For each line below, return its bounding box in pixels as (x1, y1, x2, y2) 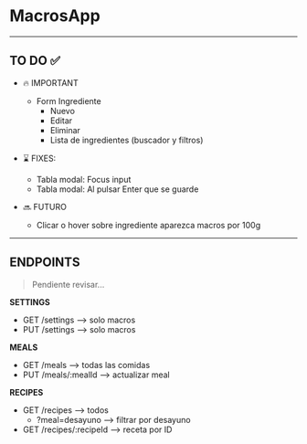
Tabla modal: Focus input (36, 174, 132, 185)
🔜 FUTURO (22, 201, 67, 212)
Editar (49, 115, 73, 126)
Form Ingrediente (36, 95, 102, 106)
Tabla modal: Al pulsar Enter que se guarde (36, 184, 199, 195)
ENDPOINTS (9, 255, 80, 270)
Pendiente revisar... (31, 279, 105, 290)
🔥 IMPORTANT (22, 77, 79, 88)
